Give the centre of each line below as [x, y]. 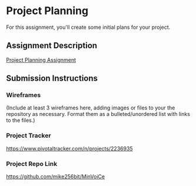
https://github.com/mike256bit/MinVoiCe [55, 177]
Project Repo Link [32, 164]
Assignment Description [52, 46]
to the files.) [21, 120]
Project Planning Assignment [41, 59]
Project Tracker [29, 135]
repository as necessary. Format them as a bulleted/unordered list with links [98, 114]
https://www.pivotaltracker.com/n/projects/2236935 [70, 148]
